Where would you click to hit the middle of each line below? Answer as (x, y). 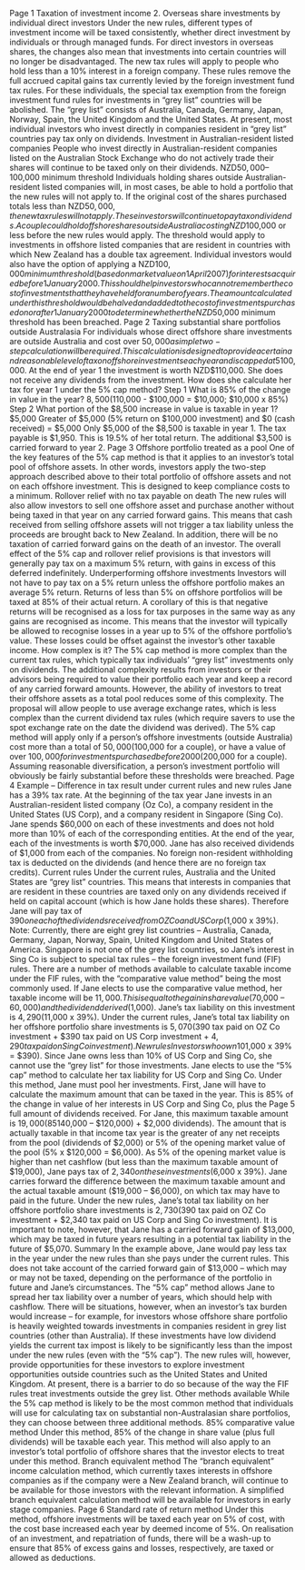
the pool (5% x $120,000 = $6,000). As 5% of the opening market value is (148, 1152)
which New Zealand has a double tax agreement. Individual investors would (151, 254)
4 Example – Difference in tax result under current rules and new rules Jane (151, 785)
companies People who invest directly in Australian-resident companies (143, 148)
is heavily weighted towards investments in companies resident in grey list (148, 1326)
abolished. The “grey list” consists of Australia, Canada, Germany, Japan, (146, 109)
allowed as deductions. (53, 1558)
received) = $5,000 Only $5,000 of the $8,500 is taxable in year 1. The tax (148, 428)
